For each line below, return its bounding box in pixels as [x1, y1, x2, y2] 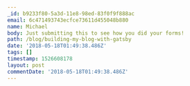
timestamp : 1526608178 [7, 55, 73, 62]
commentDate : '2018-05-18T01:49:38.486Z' [7, 68, 129, 75]
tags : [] [7, 49, 33, 56]
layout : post [7, 62, 45, 69]
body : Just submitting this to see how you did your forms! [7, 29, 185, 37]
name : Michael [7, 23, 49, 30]
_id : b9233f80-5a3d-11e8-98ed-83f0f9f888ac [7, 10, 135, 17]
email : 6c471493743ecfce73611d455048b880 [7, 17, 129, 24]
